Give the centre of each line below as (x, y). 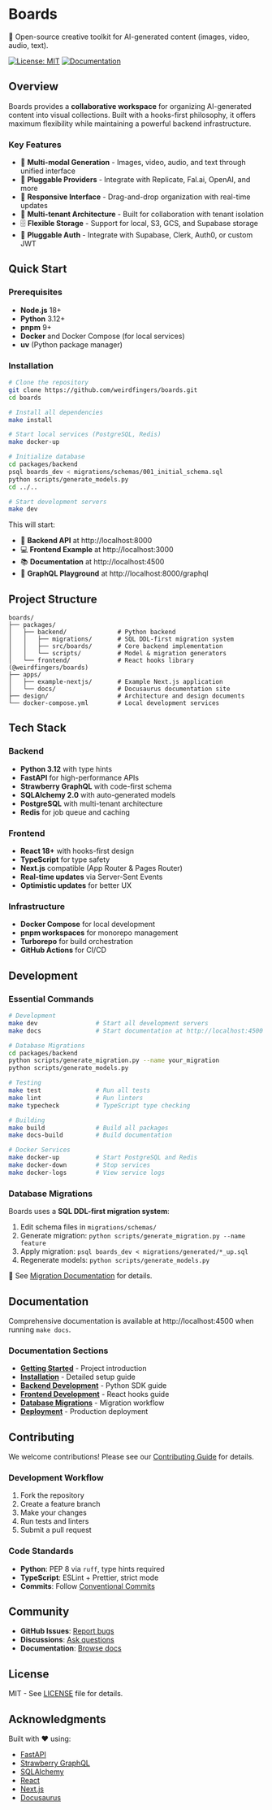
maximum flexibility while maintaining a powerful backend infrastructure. (130, 124)
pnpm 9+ (36, 327)
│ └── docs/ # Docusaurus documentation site (119, 689)
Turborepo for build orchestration (77, 942)
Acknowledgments (58, 1719)
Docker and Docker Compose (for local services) (102, 336)
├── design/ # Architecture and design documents (127, 696)
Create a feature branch (60, 1504)
